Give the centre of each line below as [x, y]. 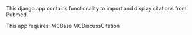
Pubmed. [17, 15]
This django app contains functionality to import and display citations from [96, 8]
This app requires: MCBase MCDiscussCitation [63, 26]
